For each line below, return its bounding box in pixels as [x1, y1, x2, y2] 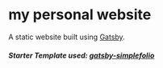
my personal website [8, 6, 152, 24]
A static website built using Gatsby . [8, 32, 125, 42]
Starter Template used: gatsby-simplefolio [8, 50, 155, 60]
